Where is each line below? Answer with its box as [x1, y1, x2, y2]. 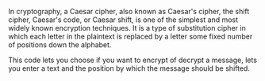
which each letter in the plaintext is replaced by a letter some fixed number [8, 31, 253, 41]
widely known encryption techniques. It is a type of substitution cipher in [8, 24, 246, 32]
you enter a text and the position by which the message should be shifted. [8, 64, 250, 73]
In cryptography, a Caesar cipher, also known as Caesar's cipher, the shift [8, 7, 250, 16]
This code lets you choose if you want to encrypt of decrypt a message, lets [8, 55, 258, 64]
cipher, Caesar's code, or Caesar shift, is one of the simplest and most [8, 15, 239, 24]
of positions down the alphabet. [8, 40, 112, 50]
